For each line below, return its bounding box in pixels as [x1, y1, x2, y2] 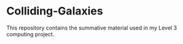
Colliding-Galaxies [6, 4, 103, 18]
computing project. [6, 30, 55, 37]
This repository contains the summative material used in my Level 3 [6, 24, 177, 31]
